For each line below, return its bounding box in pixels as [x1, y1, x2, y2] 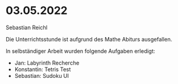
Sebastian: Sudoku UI [14, 72, 69, 79]
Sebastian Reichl [5, 24, 48, 31]
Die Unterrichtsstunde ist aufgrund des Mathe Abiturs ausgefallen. [5, 35, 173, 43]
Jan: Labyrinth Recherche [14, 59, 80, 66]
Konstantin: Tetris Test [14, 65, 71, 73]
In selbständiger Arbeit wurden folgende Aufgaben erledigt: [5, 47, 155, 55]
